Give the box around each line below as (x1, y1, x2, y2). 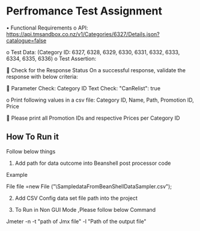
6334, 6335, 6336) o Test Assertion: (6, 55, 97, 62)
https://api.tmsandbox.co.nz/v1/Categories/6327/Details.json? (6, 30, 160, 37)
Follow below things (6, 147, 56, 155)
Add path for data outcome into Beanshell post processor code (14, 159, 171, 167)
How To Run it (6, 132, 59, 142)
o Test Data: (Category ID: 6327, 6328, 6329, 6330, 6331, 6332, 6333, (6, 48, 180, 55)
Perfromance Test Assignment (6, 4, 162, 18)
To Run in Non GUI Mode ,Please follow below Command (14, 206, 156, 213)
